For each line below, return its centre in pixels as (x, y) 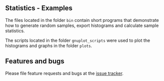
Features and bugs (35, 61)
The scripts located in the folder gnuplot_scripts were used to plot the (78, 40)
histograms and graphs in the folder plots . (49, 45)
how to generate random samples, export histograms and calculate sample (82, 25)
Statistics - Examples (39, 8)
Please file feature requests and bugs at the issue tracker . (64, 73)
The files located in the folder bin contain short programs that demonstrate (82, 20)
